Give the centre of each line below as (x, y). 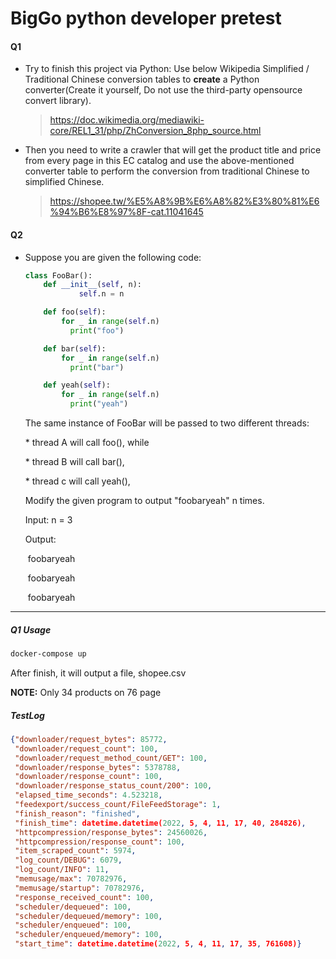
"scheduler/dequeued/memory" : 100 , (88, 916)
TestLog (27, 715)
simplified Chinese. (64, 182)
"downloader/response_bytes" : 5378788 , (98, 767)
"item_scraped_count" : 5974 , (75, 851)
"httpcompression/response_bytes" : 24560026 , (111, 832)
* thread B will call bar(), (74, 462)
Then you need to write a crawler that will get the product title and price (173, 150)
